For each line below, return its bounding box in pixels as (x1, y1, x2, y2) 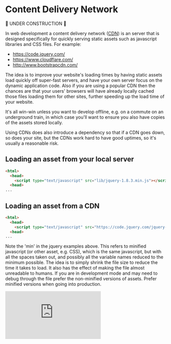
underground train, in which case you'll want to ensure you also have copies (5, 114, 165, 120)
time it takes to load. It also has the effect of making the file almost (5, 265, 145, 271)
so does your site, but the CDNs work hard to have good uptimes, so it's (5, 135, 157, 141)
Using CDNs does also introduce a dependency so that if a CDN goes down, (5, 129, 165, 136)
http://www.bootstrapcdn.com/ (12, 62, 78, 68)
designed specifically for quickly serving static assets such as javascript (5, 36, 157, 42)
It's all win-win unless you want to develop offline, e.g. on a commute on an (5, 109, 164, 115)
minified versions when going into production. (5, 281, 102, 287)
